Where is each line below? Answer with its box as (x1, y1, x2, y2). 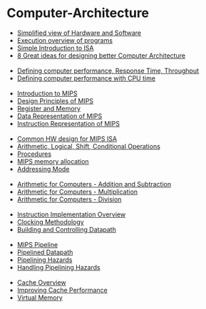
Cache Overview (16, 278, 66, 286)
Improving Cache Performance (16, 286, 108, 294)
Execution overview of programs (16, 36, 113, 44)
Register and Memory (16, 104, 81, 112)
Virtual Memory (16, 293, 63, 302)
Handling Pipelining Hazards (16, 263, 101, 271)
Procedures (16, 150, 51, 158)
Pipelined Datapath (16, 248, 73, 256)
